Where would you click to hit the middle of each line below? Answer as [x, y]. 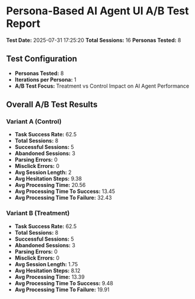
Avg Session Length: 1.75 [46, 264]
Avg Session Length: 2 [43, 172]
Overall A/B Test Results [52, 105]
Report [23, 24]
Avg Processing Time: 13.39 [49, 277]
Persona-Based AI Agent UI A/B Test [97, 11]
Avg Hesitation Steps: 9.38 [48, 179]
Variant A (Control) [34, 122]
